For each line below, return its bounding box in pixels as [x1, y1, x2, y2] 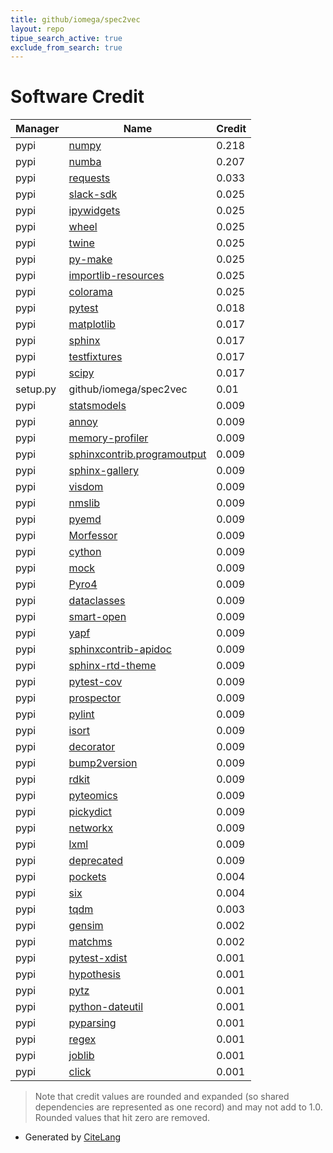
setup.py [15, 382, 57, 396]
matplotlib [68, 317, 116, 331]
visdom [68, 480, 104, 494]
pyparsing [68, 1016, 117, 1030]
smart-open [68, 610, 127, 624]
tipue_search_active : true [10, 33, 123, 43]
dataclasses [68, 594, 126, 608]
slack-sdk [68, 187, 118, 201]
